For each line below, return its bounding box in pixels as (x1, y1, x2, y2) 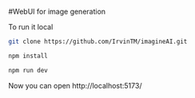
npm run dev (8, 66, 48, 74)
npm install (8, 52, 48, 60)
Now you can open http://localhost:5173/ (8, 80, 142, 90)
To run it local (8, 22, 54, 31)
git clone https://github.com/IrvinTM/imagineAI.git (8, 37, 188, 45)
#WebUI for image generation (8, 7, 106, 16)
